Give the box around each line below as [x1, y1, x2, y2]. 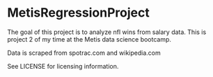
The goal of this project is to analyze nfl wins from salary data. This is [7, 28, 207, 36]
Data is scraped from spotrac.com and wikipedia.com [7, 49, 161, 57]
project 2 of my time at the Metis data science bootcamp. [7, 35, 172, 43]
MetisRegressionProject [7, 5, 150, 21]
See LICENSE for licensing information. [7, 62, 119, 70]
